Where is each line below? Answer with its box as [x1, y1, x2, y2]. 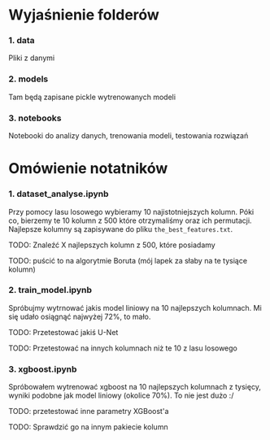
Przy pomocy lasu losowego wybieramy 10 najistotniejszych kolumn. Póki [8, 207, 255, 216]
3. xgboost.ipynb [8, 364, 77, 375]
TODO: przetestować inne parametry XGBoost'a [8, 407, 169, 416]
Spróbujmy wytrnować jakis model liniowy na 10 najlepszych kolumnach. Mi [8, 303, 262, 312]
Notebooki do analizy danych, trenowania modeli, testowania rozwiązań [8, 131, 249, 141]
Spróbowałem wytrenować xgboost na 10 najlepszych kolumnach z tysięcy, [8, 382, 262, 392]
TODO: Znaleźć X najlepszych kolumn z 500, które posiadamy [8, 240, 216, 250]
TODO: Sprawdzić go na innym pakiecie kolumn [8, 422, 168, 432]
